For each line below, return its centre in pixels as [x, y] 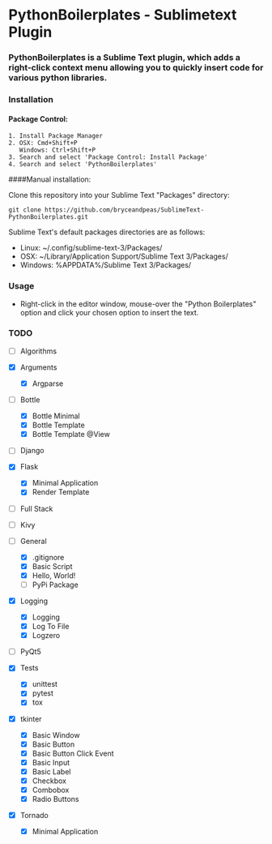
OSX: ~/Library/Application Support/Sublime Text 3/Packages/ [124, 256]
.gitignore [48, 557]
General [33, 541]
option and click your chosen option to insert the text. [109, 312]
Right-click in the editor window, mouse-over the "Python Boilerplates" [138, 304]
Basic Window [56, 735]
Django [32, 451]
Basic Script [52, 566]
